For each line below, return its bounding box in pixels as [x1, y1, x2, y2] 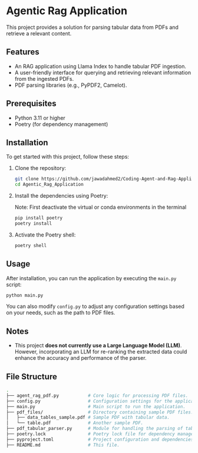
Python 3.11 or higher [14, 114, 66, 122]
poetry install [14, 221, 52, 226]
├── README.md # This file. [6, 442, 120, 448]
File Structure [6, 372, 57, 382]
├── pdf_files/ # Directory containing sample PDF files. [6, 409, 194, 415]
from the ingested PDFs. [14, 75, 74, 82]
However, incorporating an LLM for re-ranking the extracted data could [14, 348, 187, 355]
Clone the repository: [14, 165, 67, 172]
